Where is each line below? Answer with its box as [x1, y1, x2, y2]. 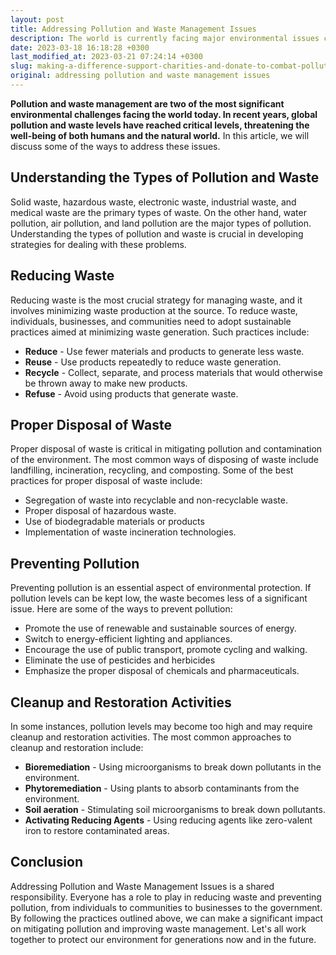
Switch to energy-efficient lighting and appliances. [24, 633, 233, 645]
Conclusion [10, 854, 84, 871]
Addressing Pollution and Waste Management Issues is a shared [10, 880, 275, 892]
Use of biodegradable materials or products [24, 516, 205, 528]
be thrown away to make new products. [24, 377, 188, 389]
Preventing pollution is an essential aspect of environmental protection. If [10, 582, 312, 594]
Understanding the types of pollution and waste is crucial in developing [10, 227, 304, 240]
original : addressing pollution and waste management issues [10, 71, 271, 81]
